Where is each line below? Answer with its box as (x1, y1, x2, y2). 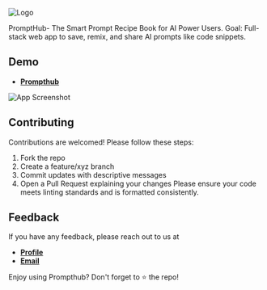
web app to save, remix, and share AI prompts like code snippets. (28, 32, 247, 41)
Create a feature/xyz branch (19, 162, 115, 171)
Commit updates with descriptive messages (19, 170, 167, 179)
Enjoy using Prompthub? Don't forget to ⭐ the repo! (8, 272, 180, 282)
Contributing (8, 116, 74, 129)
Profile (19, 247, 44, 258)
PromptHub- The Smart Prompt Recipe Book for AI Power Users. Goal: (8, 23, 243, 32)
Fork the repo (19, 153, 66, 162)
